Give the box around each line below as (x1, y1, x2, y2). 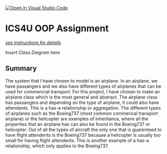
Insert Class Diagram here (5, 49, 60, 56)
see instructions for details (5, 39, 61, 45)
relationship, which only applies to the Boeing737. (5, 143, 109, 149)
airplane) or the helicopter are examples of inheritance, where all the (5, 115, 149, 122)
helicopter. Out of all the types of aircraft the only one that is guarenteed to (5, 126, 162, 133)
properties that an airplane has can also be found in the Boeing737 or (5, 121, 150, 127)
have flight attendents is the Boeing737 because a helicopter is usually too (5, 132, 161, 138)
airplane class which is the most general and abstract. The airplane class (5, 94, 158, 100)
